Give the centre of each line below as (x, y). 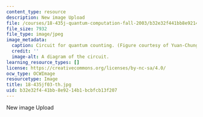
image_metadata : (27, 40)
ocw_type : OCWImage (31, 74)
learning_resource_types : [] (43, 62)
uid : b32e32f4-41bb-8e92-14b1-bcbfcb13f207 (62, 90)
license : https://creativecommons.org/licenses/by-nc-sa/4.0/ (86, 68)
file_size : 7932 (27, 29)
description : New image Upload (46, 17)
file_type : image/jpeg (35, 34)
